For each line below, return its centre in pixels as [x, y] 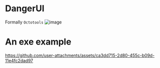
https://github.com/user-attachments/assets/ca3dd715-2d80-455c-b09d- [80, 55]
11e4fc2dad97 [19, 60]
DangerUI [25, 9]
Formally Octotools [24, 22]
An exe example [38, 42]
